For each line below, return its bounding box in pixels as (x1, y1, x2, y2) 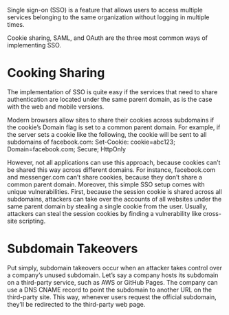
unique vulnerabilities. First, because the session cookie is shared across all (7, 187, 222, 195)
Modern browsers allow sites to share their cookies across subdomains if (7, 116, 215, 124)
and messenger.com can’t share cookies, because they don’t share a (7, 173, 203, 181)
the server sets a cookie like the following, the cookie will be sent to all (7, 130, 207, 138)
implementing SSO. (7, 41, 62, 49)
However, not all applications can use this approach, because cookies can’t (7, 158, 221, 166)
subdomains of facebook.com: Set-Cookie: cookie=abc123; (7, 138, 175, 146)
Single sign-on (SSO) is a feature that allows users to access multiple (7, 6, 203, 14)
